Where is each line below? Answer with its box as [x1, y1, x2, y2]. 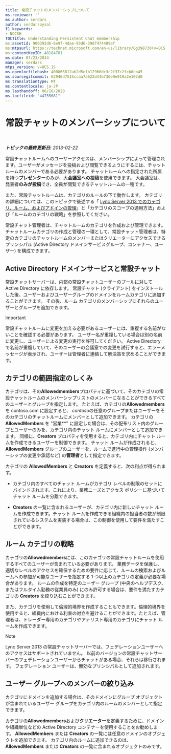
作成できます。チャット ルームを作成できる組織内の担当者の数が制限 [21, 510, 166, 516]
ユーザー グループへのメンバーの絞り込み [5, 679, 134, 688]
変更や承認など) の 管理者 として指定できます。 [27, 452, 124, 458]
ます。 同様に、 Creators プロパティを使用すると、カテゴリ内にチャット [5, 433, 156, 439]
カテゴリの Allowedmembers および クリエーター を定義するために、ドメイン [5, 718, 164, 724]
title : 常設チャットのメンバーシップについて [5, 7, 90, 13]
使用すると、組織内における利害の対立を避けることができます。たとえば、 [5, 610, 162, 616]
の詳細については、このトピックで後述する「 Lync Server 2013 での [5, 198, 147, 205]
